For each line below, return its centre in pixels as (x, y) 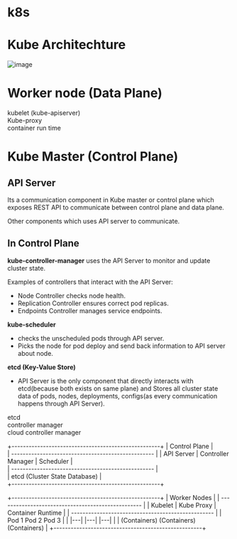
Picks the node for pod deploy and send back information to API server (121, 346)
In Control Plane (43, 243)
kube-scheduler (32, 325)
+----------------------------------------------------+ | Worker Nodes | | (114, 497)
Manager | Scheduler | (40, 461)
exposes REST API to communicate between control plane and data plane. (116, 207)
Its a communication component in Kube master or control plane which (111, 200)
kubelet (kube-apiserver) (44, 113)
